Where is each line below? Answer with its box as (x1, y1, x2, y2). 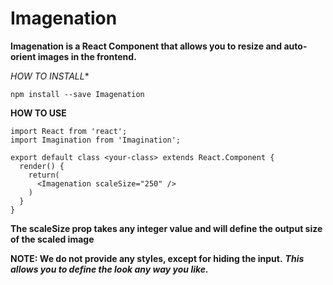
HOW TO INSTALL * (10, 70, 90, 82)
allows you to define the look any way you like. (10, 263, 209, 275)
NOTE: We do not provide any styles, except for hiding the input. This (10, 252, 305, 264)
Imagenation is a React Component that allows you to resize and (10, 40, 283, 52)
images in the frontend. (37, 50, 137, 62)
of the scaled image (10, 233, 95, 245)
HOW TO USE (10, 107, 67, 119)
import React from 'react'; (10, 126, 128, 136)
